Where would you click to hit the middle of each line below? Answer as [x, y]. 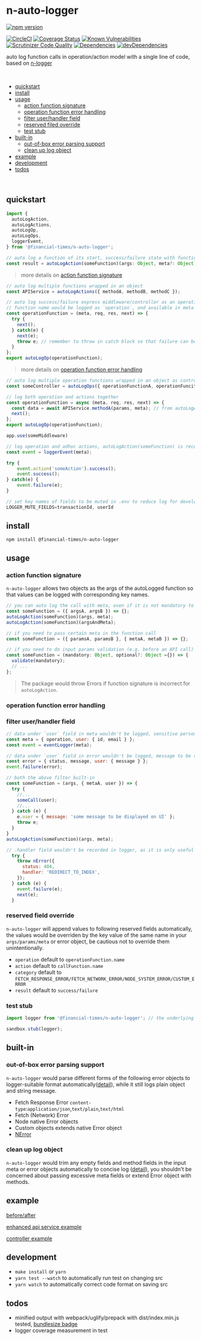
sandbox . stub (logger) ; [34, 1029]
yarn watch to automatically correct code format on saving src [91, 1284]
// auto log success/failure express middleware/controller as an [91, 302]
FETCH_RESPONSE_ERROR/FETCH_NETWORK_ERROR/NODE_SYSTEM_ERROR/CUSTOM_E [105, 979]
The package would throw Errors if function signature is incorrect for [105, 683]
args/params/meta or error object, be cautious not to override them [88, 941]
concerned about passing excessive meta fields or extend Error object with [99, 1175]
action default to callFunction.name [59, 966]
